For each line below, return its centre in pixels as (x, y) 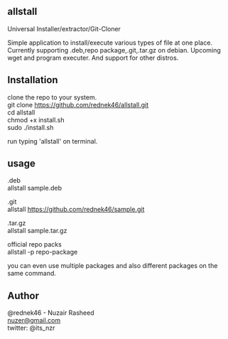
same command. (32, 274)
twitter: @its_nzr (31, 328)
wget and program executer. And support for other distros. (93, 58)
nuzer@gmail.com (34, 321)
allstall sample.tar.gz (37, 231)
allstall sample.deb (35, 188)
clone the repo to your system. (52, 97)
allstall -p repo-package (43, 252)
